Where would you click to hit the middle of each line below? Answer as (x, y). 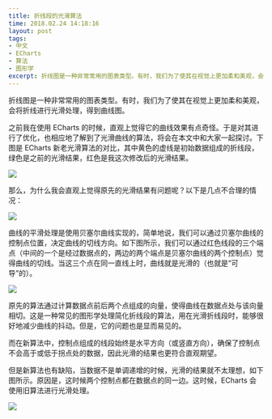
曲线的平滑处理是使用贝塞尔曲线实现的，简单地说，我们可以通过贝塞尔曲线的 (136, 232)
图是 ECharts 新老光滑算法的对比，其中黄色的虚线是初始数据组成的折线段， (134, 147)
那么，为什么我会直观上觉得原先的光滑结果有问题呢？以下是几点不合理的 (129, 190)
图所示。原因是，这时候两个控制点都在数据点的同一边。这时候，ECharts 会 (133, 380)
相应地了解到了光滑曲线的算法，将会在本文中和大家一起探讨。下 (157, 138)
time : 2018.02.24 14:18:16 (54, 23)
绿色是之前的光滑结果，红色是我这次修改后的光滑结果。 (100, 158)
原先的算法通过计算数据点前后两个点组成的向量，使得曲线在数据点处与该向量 (136, 305)
